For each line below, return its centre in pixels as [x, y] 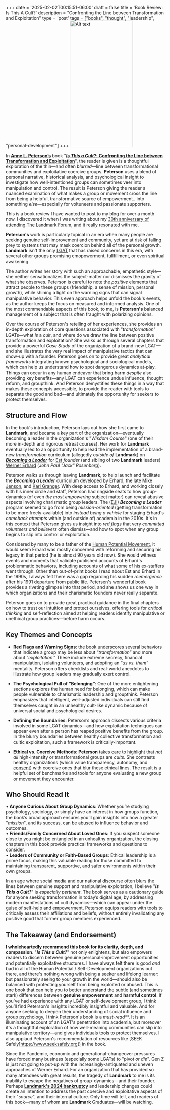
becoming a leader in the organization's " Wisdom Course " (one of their [80, 438]
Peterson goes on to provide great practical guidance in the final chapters [82, 602]
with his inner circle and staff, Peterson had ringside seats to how [74, 491]
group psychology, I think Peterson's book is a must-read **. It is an [75, 1017]
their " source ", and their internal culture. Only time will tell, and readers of [82, 1097]
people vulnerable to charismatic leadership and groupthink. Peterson [86, 694]
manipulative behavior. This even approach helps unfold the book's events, [84, 298]
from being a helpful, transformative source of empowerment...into [75, 199]
